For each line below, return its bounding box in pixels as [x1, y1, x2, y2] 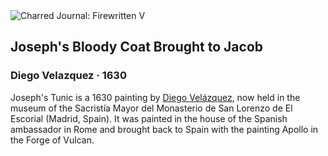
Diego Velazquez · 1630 [10, 69, 127, 83]
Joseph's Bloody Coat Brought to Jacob [10, 39, 264, 56]
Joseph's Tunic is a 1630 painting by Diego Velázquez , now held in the [10, 91, 301, 103]
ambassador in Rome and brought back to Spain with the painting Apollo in [10, 123, 319, 135]
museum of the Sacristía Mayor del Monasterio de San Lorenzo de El [10, 102, 293, 114]
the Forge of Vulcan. [10, 134, 95, 146]
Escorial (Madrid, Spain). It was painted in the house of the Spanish [10, 112, 288, 124]
